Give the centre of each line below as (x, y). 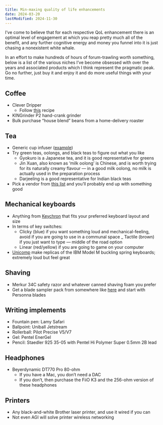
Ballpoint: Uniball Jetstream (40, 327)
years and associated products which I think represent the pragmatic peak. (80, 68)
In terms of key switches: (37, 226)
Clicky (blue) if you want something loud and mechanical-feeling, (84, 231)
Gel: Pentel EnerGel (32, 337)
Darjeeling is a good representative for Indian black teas (75, 179)
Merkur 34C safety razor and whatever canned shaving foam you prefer (84, 284)
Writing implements (36, 310)
